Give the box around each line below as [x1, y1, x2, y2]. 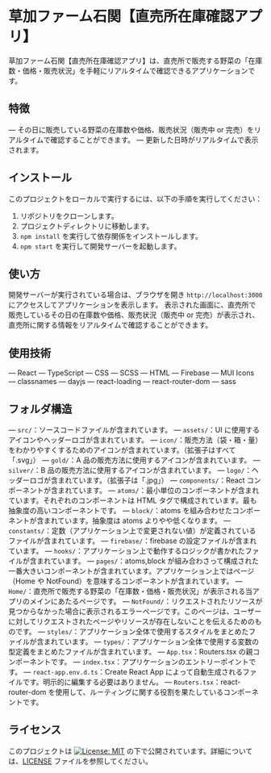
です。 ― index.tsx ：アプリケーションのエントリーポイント [50, 657, 249, 666]
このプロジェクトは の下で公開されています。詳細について [8, 746, 253, 755]
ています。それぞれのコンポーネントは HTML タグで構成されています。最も [8, 495, 257, 505]
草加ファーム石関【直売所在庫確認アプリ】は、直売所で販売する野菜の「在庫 [8, 56, 263, 65]
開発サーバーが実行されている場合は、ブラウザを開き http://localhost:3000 [8, 290, 263, 299]
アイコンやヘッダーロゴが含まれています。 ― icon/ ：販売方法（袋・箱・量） [8, 435, 263, 445]
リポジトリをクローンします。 [19, 211, 119, 220]
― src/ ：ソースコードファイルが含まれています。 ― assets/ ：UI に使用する [8, 425, 261, 434]
